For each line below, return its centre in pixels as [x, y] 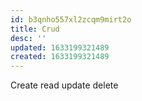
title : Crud [35, 29]
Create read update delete [64, 85]
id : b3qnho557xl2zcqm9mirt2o [71, 19]
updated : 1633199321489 [60, 47]
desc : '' [28, 38]
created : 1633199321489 [60, 57]
